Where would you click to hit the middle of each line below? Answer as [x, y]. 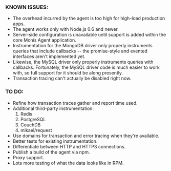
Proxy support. [28, 157]
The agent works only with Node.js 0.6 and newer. [66, 29]
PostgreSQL [33, 119]
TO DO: [15, 92]
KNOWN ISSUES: [27, 7]
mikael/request [36, 130]
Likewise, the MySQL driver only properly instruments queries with [83, 62]
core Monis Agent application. [45, 40]
